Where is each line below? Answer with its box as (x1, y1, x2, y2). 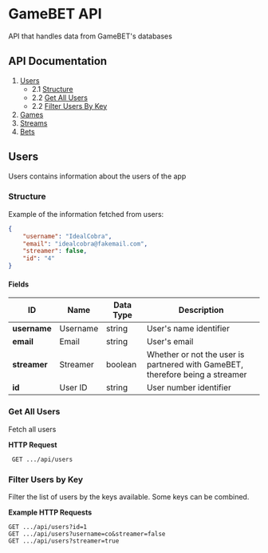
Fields (8, 279, 30, 289)
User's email (146, 336, 194, 347)
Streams (19, 118, 48, 128)
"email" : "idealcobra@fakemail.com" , (22, 239, 148, 248)
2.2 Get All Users (31, 93, 88, 102)
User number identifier (146, 382, 231, 393)
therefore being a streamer (146, 369, 247, 380)
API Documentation (8, 54, 108, 68)
